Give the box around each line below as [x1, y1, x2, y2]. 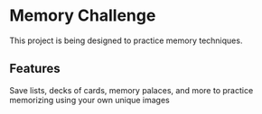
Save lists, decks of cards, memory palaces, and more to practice [9, 84, 254, 95]
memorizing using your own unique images [9, 94, 170, 105]
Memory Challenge [9, 5, 156, 26]
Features [9, 61, 61, 76]
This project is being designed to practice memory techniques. [9, 35, 243, 46]
